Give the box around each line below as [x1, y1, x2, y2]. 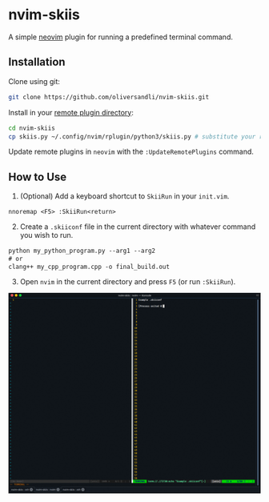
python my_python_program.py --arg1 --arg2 [8, 247, 156, 255]
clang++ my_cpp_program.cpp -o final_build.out [8, 263, 171, 271]
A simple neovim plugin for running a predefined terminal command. [8, 32, 234, 42]
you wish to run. [19, 231, 74, 240]
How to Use [8, 170, 67, 183]
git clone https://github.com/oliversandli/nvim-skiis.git [8, 93, 210, 101]
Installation [8, 55, 66, 69]
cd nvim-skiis [8, 124, 56, 132]
